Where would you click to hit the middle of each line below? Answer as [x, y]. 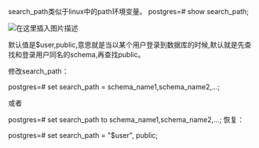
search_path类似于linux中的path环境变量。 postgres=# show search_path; [129, 11]
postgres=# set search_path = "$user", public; [83, 135]
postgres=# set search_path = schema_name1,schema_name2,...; [114, 87]
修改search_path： [38, 71]
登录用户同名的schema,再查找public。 [83, 54]
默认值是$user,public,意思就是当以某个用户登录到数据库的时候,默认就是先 [126, 45]
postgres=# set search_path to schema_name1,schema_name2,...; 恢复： [126, 119]
